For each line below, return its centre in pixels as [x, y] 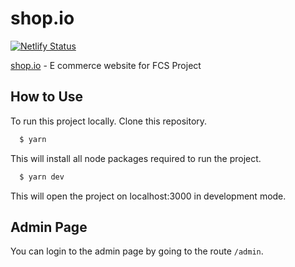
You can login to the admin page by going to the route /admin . [137, 251]
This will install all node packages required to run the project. [136, 158]
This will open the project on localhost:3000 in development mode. [148, 196]
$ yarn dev [42, 177]
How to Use [47, 97]
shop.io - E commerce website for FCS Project [106, 65]
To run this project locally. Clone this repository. [109, 121]
